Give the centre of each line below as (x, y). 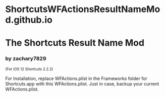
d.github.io (29, 20)
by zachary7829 (26, 59)
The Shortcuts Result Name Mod (75, 43)
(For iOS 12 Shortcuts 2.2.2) (29, 69)
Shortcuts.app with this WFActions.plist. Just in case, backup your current (82, 83)
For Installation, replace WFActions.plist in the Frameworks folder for (76, 78)
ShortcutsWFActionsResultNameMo (83, 9)
